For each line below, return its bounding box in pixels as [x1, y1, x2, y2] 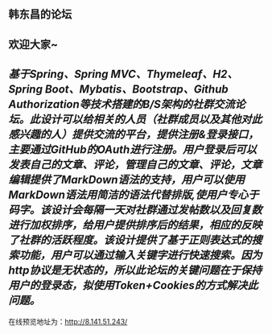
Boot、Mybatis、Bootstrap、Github [44, 83, 229, 97]
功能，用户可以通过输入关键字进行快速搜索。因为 [19, 249, 262, 262]
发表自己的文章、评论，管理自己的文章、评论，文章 [8, 158, 262, 171]
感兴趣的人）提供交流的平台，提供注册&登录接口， [8, 128, 259, 142]
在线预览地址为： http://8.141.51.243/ [8, 316, 128, 326]
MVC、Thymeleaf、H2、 [110, 68, 239, 81]
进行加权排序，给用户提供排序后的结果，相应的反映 [8, 218, 262, 232]
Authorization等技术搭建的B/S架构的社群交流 [8, 97, 235, 111]
